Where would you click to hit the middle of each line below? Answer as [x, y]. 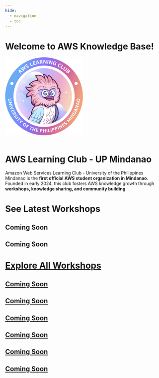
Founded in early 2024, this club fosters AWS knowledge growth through [80, 184]
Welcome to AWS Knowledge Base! [79, 46]
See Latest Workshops [53, 209]
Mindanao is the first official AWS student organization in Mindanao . [77, 178]
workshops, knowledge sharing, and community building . [66, 189]
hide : [11, 10]
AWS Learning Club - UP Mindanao [79, 159]
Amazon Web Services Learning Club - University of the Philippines [74, 173]
